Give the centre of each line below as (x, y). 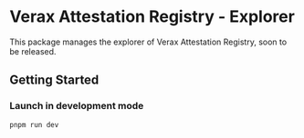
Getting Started (54, 80)
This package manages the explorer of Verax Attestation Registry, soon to (148, 42)
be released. (33, 51)
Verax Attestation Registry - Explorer (152, 17)
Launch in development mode (77, 106)
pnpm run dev (34, 124)
